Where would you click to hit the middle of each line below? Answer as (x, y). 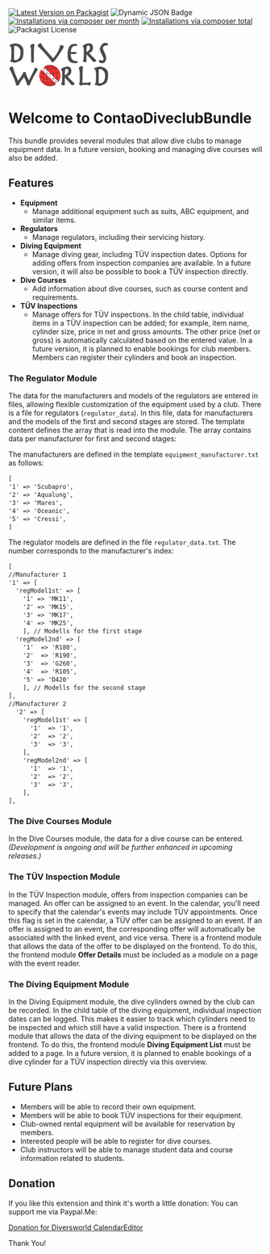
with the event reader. (45, 963)
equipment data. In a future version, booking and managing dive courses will (135, 149)
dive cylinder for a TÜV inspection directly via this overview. (108, 1062)
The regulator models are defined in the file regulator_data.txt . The (122, 542)
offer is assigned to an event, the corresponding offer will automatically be (132, 928)
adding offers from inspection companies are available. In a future (141, 263)
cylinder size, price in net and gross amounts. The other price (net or (146, 331)
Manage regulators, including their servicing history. (118, 237)
